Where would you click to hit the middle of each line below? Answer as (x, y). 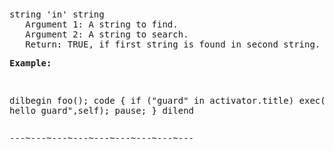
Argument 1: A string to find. (102, 24)
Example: (30, 63)
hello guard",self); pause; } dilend (102, 110)
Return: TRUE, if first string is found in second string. (173, 44)
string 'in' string (57, 14)
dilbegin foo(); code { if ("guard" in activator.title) (152, 100)
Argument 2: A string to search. (107, 34)
